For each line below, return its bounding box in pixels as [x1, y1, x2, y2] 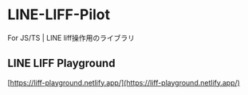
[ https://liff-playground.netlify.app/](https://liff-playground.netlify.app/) [7, 77, 241, 87]
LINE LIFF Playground [7, 57, 116, 70]
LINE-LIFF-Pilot [7, 6, 111, 24]
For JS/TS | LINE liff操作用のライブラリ [7, 33, 136, 42]
